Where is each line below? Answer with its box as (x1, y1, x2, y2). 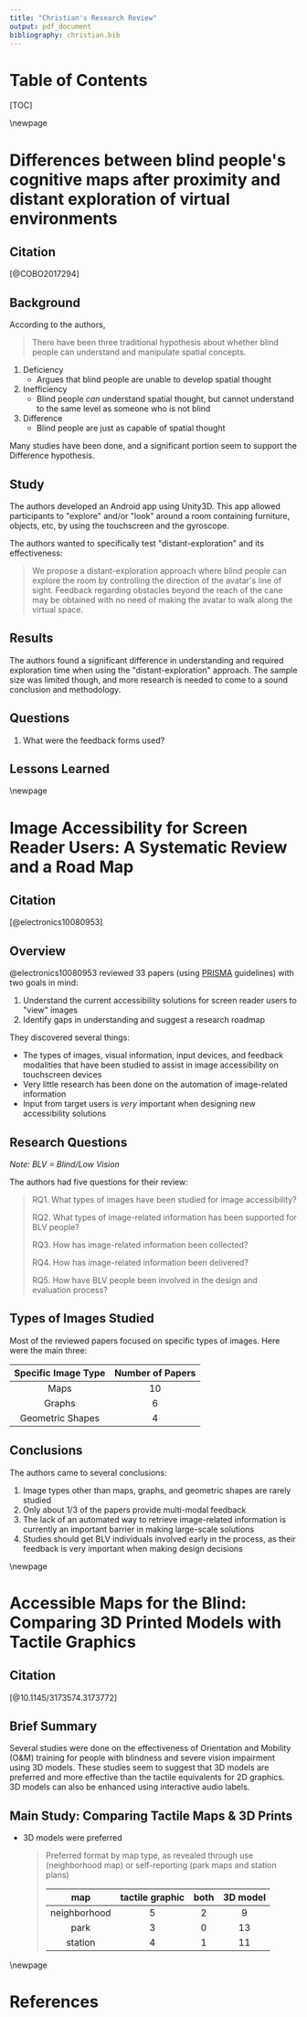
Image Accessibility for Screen (9, 817, 249, 838)
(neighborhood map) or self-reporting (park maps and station (45, 1860, 277, 1871)
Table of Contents (9, 69, 148, 90)
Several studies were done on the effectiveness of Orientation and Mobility (9, 1743, 291, 1754)
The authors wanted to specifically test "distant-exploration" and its (9, 537, 265, 548)
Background (9, 294, 80, 311)
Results (9, 631, 54, 646)
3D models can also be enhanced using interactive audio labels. (9, 1781, 250, 1792)
